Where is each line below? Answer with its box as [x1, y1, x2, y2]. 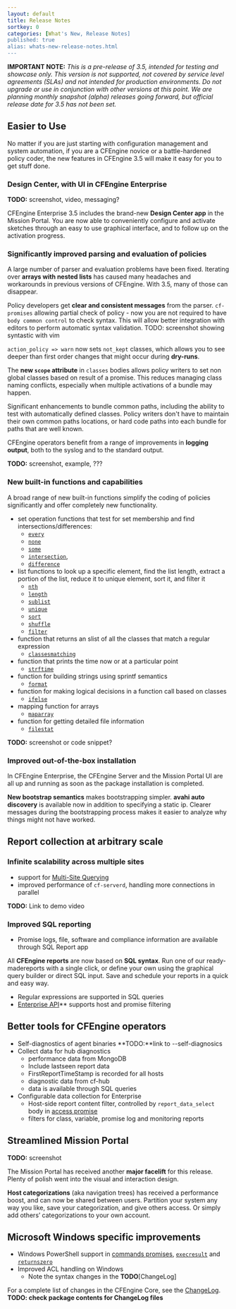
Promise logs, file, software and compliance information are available [17, 935, 218, 943]
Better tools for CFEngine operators [7, 1020, 167, 1032]
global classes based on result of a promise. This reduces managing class [7, 373, 223, 382]
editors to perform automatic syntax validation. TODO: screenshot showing [7, 324, 225, 332]
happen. [7, 389, 32, 397]
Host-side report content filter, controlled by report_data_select [27, 1099, 215, 1108]
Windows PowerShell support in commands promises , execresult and [17, 1250, 221, 1258]
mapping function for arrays [17, 701, 99, 710]
